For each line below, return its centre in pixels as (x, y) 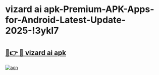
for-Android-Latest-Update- (66, 20)
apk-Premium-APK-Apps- (99, 9)
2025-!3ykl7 (32, 31)
